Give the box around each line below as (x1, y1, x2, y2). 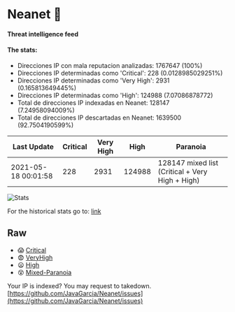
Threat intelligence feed (7, 29, 79, 38)
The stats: (7, 45, 38, 55)
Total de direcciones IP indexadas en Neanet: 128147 (17, 98, 170, 107)
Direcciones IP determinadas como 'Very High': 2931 (17, 76, 170, 85)
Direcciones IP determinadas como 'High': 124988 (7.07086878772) (17, 91, 213, 99)
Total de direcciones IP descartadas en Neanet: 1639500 (17, 113, 182, 122)
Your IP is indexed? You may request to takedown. (7, 281, 152, 290)
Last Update (13, 141, 55, 151)
